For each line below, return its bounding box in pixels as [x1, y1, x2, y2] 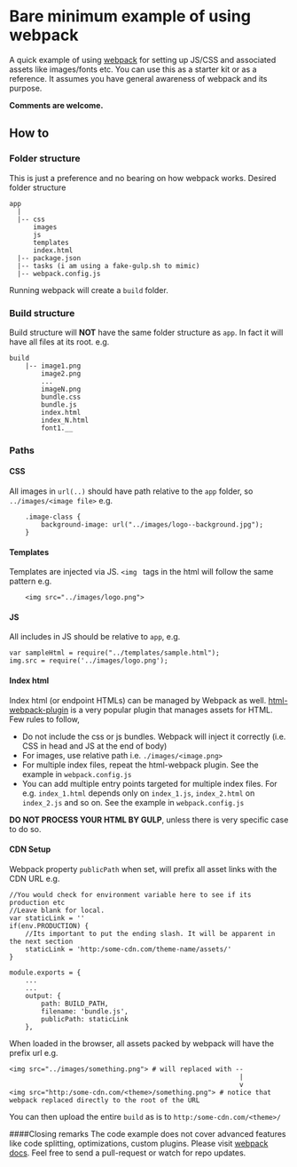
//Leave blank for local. [9, 906, 105, 915]
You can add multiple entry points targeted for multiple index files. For [21, 778, 277, 789]
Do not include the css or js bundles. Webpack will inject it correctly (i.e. [21, 731, 286, 742]
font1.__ [41, 424, 74, 433]
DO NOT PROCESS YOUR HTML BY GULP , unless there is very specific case [9, 814, 289, 825]
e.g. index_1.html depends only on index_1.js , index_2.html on [21, 788, 255, 798]
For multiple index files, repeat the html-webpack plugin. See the [21, 759, 259, 770]
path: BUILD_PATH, [41, 999, 109, 1008]
